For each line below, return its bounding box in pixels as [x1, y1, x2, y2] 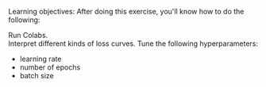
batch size [19, 71, 54, 80]
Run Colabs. [8, 31, 48, 40]
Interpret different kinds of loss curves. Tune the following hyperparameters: [8, 39, 259, 48]
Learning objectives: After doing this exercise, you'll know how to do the [8, 7, 245, 16]
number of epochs [19, 62, 81, 72]
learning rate [19, 55, 62, 63]
